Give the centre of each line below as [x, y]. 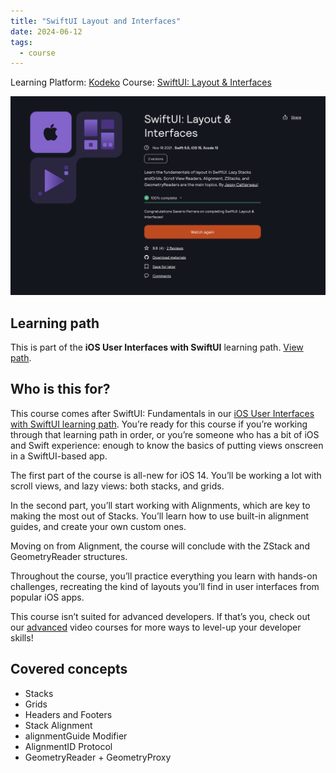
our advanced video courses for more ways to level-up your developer [156, 627]
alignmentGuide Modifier [76, 736]
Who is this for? [60, 389]
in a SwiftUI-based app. [59, 456]
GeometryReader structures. [69, 556]
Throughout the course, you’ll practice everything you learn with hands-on [164, 576]
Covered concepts [69, 669]
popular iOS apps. [47, 597]
